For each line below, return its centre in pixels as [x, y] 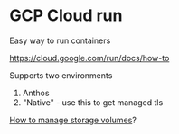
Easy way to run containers [60, 40]
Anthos [36, 93]
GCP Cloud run [66, 16]
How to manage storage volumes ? [73, 120]
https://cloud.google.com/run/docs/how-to [89, 58]
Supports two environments [61, 75]
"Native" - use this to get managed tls [93, 102]
